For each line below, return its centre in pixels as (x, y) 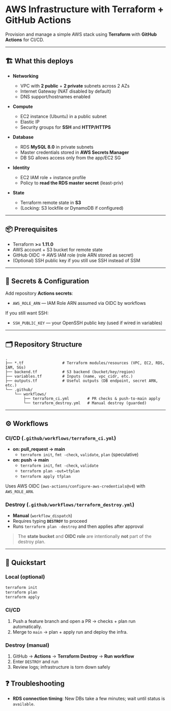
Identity (21, 167)
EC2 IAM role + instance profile (53, 177)
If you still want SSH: (27, 313)
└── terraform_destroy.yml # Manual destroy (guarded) (85, 403)
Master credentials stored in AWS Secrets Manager (75, 152)
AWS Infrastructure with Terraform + (84, 9)
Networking (25, 76)
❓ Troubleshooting (35, 684)
